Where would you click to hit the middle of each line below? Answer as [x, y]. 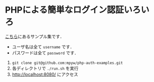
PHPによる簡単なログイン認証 [65, 10]
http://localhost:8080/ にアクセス [45, 74]
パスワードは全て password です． [45, 53]
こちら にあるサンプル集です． [35, 36]
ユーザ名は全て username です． [43, 47]
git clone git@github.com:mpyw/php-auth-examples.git [67, 63]
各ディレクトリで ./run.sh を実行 [45, 68]
